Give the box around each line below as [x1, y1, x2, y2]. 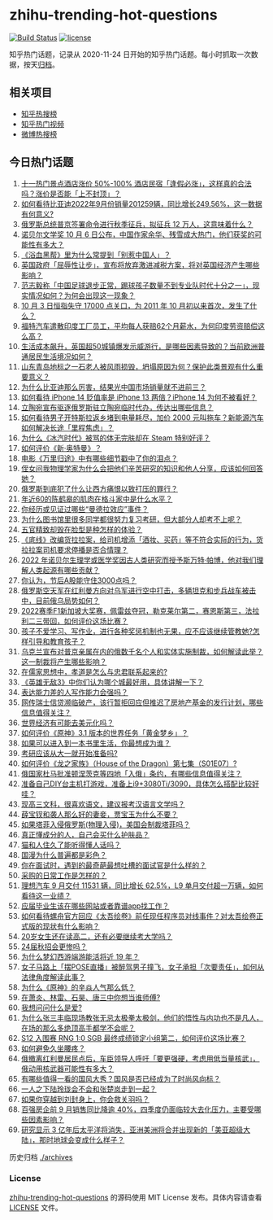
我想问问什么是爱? [20, 1003, 82, 1012]
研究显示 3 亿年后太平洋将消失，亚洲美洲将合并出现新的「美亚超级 [20, 1125, 244, 1135]
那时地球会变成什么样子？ [38, 1135, 125, 1144]
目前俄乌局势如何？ [35, 596, 100, 606]
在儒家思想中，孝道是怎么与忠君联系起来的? [20, 667, 167, 676]
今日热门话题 [9, 155, 74, 169]
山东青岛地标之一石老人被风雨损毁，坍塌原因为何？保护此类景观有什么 [20, 361, 257, 371]
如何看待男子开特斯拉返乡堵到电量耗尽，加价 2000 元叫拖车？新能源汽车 [20, 413, 264, 422]
